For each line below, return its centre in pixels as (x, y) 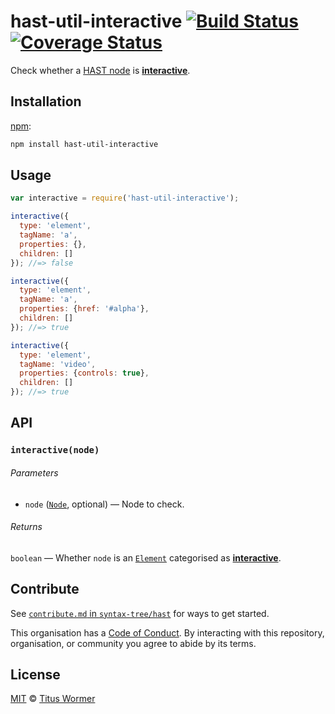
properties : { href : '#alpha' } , (84, 309)
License (35, 674)
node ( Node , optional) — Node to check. (104, 504)
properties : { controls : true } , (84, 373)
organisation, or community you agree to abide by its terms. (133, 643)
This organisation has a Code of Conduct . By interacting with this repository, (167, 632)
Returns (26, 527)
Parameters (34, 472)
